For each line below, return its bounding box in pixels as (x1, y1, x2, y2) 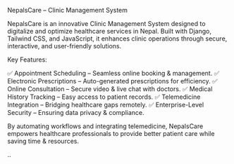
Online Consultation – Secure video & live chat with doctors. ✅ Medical (7, 85, 213, 93)
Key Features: (7, 55, 47, 64)
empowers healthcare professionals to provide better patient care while (7, 130, 215, 137)
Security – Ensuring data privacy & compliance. (7, 109, 144, 116)
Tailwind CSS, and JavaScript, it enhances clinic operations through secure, (7, 34, 228, 43)
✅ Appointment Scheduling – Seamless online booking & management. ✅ (7, 69, 220, 77)
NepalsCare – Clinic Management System (7, 6, 128, 14)
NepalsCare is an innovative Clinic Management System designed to (7, 20, 206, 27)
